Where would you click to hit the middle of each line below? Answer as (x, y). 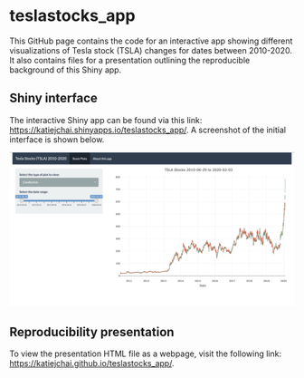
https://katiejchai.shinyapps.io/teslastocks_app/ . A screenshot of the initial (148, 130)
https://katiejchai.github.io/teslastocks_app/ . (92, 363)
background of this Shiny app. (66, 70)
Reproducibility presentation (92, 332)
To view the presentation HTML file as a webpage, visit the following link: (146, 354)
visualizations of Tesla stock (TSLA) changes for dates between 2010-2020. (151, 50)
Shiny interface (53, 98)
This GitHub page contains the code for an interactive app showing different (151, 41)
